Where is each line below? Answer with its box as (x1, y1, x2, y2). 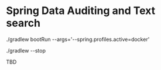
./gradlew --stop (6, 47, 46, 54)
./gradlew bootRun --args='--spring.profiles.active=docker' (6, 36, 150, 43)
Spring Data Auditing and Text (6, 4, 156, 17)
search (6, 16, 41, 30)
